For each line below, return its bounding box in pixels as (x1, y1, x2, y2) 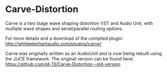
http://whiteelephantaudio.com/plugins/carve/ (5, 40, 102, 46)
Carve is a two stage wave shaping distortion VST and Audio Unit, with (5, 20, 153, 26)
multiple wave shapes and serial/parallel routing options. (5, 25, 123, 31)
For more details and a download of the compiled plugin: (5, 35, 123, 41)
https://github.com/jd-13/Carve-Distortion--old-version (5, 61, 121, 67)
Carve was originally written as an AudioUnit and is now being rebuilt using (5, 50, 162, 56)
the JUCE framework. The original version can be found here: (5, 55, 134, 61)
